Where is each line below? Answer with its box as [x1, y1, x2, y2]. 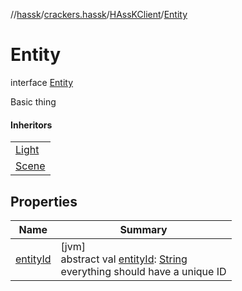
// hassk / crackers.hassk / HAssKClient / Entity [10, 9, 188, 20]
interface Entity [10, 76, 74, 88]
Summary [119, 222, 168, 236]
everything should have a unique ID [60, 264, 227, 278]
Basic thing [10, 95, 57, 108]
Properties [10, 193, 78, 210]
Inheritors [10, 119, 53, 131]
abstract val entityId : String [60, 252, 188, 266]
